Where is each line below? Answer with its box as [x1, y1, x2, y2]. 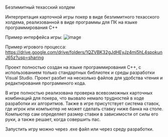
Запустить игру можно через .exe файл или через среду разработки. [5, 126, 154, 132]
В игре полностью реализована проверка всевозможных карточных [5, 90, 153, 95]
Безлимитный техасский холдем [5, 4, 75, 10]
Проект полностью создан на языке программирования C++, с [5, 64, 141, 70]
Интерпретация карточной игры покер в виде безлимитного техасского [5, 14, 159, 19]
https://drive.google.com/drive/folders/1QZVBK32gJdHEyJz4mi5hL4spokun [5, 49, 163, 55]
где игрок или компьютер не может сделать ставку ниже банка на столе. [5, 106, 163, 111]
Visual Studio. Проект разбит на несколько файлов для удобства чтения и [5, 75, 163, 80]
